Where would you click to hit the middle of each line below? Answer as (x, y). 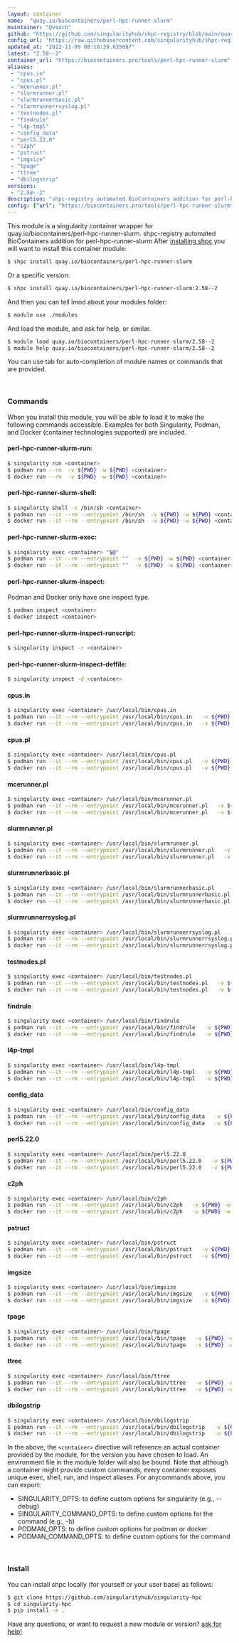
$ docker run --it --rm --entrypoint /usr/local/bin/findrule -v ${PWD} (121, 1035)
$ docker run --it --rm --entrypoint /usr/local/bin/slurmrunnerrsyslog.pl (122, 946)
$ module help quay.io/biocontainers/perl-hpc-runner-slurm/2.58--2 (111, 348)
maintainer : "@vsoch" (39, 27)
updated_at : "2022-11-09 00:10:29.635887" (71, 47)
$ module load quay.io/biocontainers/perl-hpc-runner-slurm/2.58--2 (111, 341)
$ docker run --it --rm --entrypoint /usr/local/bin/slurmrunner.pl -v (119, 857)
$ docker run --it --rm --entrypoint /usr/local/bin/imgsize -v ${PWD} (119, 1300)
